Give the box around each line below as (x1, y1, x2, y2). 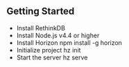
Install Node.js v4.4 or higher (16, 31, 100, 39)
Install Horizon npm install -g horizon (16, 38, 123, 47)
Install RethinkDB (16, 23, 65, 32)
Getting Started (6, 6, 75, 17)
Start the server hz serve (16, 53, 88, 61)
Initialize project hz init (16, 46, 81, 54)
